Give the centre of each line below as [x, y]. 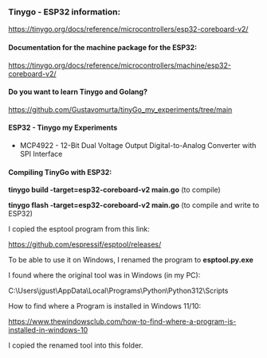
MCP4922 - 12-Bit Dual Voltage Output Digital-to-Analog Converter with [138, 145]
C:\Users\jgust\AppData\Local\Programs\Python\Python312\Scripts [118, 291]
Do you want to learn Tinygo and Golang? [78, 92]
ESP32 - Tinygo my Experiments [63, 128]
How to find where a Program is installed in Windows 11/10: [105, 306]
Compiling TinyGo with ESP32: [60, 172]
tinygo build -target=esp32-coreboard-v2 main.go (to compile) [114, 190]
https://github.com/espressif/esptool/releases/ [85, 244]
